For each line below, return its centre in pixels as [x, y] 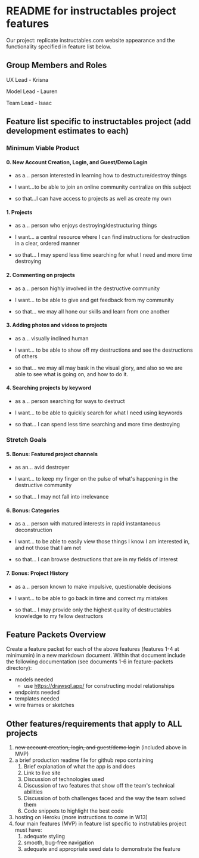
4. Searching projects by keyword [49, 388]
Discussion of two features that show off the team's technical [99, 786]
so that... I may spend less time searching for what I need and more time [103, 255]
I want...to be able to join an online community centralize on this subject [103, 187]
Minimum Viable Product [43, 148]
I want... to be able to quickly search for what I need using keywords [99, 413]
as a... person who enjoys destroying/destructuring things [86, 226]
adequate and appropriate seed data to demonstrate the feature [102, 849]
